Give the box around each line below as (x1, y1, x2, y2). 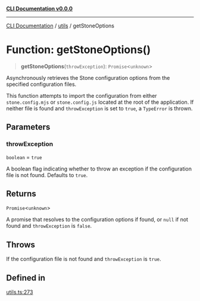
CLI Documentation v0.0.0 (6, 5, 73, 12)
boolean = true (6, 153, 42, 160)
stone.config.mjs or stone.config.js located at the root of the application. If (6, 98, 194, 105)
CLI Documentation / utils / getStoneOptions (6, 22, 115, 29)
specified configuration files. (6, 80, 77, 88)
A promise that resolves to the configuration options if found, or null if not (6, 216, 189, 223)
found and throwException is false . (6, 222, 92, 229)
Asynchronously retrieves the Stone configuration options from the (6, 74, 170, 81)
